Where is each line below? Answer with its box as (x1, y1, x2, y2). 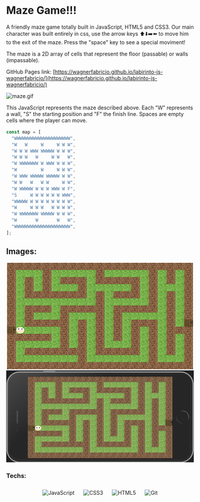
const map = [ (6, 129, 42, 135)
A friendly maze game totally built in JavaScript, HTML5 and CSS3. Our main (6, 23, 194, 30)
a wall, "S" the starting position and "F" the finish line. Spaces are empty (6, 110, 184, 117)
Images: (6, 246, 37, 257)
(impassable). (6, 56, 40, 63)
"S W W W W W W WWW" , (11, 192, 76, 198)
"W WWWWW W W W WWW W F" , (11, 186, 76, 192)
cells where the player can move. (6, 117, 87, 124)
